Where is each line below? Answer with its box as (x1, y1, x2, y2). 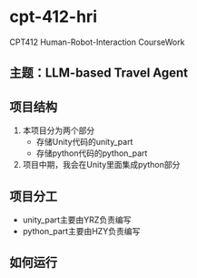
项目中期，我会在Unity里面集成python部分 (22, 160, 181, 170)
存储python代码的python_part (35, 148, 148, 159)
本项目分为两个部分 (22, 125, 95, 136)
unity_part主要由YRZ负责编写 (22, 214, 132, 225)
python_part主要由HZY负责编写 (22, 225, 141, 236)
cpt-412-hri (9, 6, 98, 27)
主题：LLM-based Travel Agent (9, 66, 189, 81)
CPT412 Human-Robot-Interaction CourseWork (9, 36, 185, 47)
